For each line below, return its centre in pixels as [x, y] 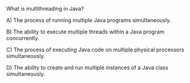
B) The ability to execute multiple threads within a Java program [85, 32]
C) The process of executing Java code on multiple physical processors [95, 50]
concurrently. [23, 38]
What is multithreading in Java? [45, 9]
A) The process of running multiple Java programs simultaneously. [89, 20]
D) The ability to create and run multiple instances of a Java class [87, 67]
